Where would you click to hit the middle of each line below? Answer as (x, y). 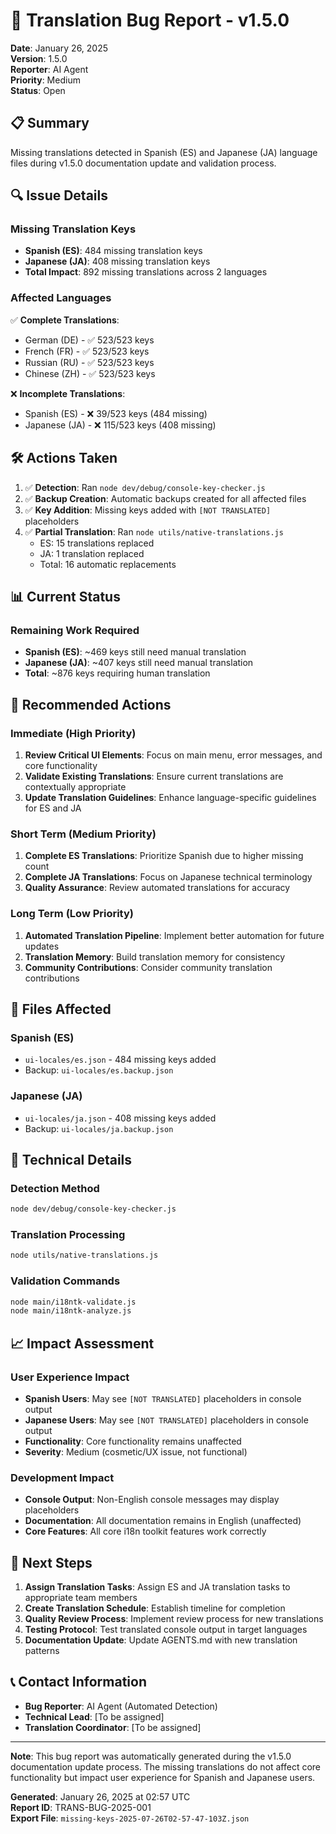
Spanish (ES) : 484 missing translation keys (113, 251)
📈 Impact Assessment (82, 1343)
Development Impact (62, 1477)
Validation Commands (65, 1281)
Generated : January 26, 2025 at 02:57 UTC (100, 1796)
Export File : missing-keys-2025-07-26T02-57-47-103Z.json (130, 1818)
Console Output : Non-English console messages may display (152, 1500)
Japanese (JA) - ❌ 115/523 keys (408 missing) (120, 425)
